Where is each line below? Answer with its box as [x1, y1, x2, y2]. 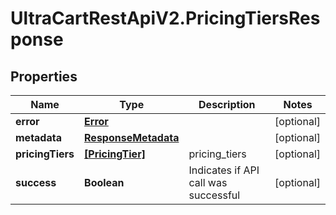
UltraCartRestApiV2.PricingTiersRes [10, 7, 321, 30]
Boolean [84, 176, 125, 189]
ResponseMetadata [84, 131, 180, 144]
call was [188, 176, 228, 189]
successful [188, 188, 241, 202]
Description [198, 98, 256, 111]
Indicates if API [188, 163, 260, 177]
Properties [10, 68, 78, 85]
